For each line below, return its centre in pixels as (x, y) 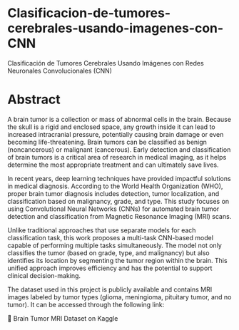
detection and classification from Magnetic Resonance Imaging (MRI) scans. (119, 216)
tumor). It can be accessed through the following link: (86, 304)
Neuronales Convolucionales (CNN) (60, 71)
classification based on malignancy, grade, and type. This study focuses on (118, 201)
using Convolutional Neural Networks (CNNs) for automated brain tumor (113, 209)
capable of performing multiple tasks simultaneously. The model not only (115, 245)
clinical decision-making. (44, 275)
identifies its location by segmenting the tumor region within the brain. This (117, 260)
